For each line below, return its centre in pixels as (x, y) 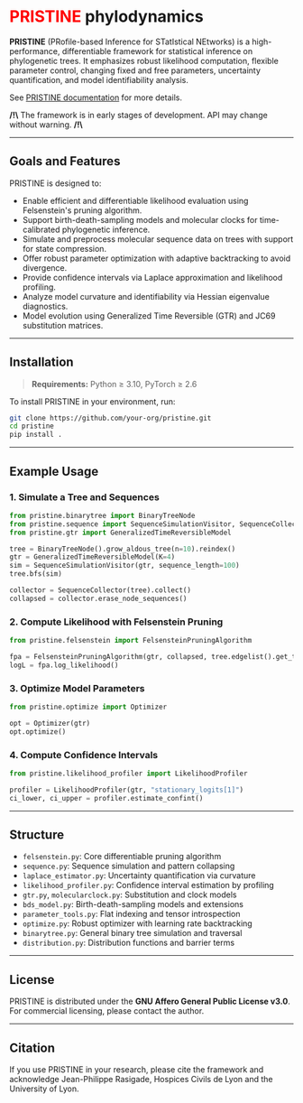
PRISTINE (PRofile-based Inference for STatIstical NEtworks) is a (130, 42)
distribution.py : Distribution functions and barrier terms (129, 943)
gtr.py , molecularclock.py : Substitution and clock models (129, 894)
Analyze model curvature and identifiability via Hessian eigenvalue (146, 296)
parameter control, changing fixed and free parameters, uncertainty (135, 70)
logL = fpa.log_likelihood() (64, 665)
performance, (35, 51)
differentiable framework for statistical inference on (157, 51)
